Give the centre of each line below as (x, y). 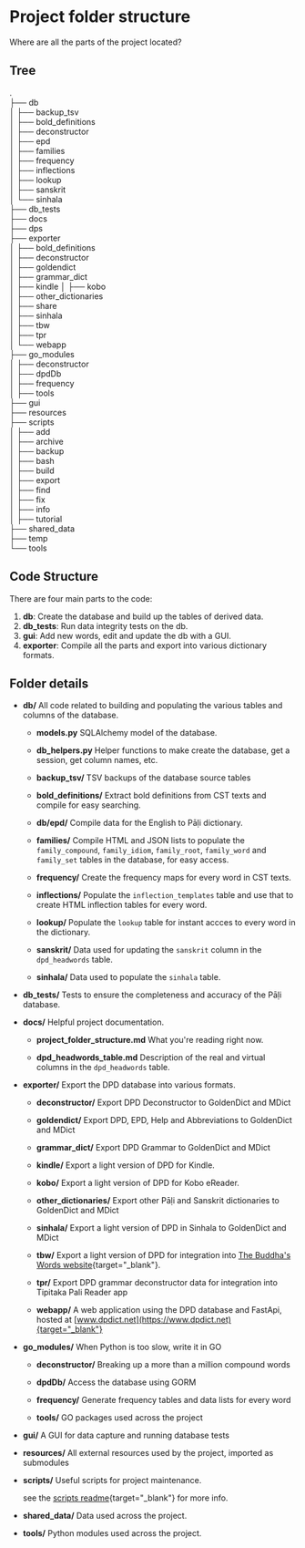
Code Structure (54, 577)
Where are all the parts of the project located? (96, 42)
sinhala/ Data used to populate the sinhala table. (128, 977)
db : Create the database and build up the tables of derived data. (143, 616)
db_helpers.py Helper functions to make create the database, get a (163, 750)
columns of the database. (71, 715)
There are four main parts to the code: (81, 598)
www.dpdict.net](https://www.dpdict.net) (154, 1320)
